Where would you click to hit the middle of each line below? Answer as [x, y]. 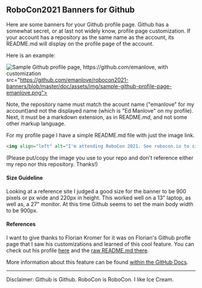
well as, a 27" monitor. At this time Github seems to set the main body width [100, 204]
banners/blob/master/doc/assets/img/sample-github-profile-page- [89, 86]
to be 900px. [22, 210]
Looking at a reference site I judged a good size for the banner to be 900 [96, 191]
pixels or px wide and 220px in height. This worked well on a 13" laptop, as [99, 198]
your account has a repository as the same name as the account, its [90, 37]
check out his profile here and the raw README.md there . [78, 251]
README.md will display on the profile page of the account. [80, 43]
